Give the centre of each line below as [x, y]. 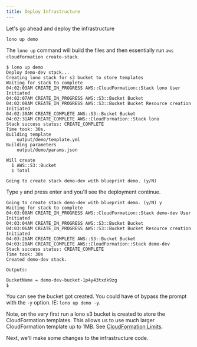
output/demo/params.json [47, 150]
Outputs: [17, 270]
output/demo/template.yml [49, 139]
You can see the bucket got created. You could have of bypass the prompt [96, 296]
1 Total [21, 171]
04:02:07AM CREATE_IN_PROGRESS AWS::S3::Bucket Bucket [75, 98]
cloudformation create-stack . [43, 56]
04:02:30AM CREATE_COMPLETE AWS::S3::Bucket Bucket [71, 114]
